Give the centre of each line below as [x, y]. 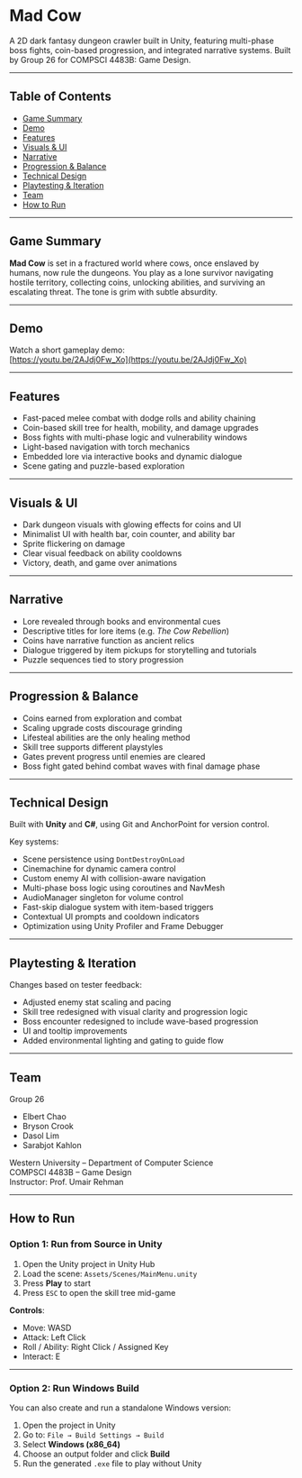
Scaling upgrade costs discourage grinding [102, 727]
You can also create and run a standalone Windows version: [120, 1408]
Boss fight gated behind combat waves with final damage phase [141, 766]
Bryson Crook [48, 1127]
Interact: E [41, 1356]
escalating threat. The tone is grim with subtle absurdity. [114, 292]
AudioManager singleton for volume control [103, 898]
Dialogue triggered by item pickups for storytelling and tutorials [139, 650]
